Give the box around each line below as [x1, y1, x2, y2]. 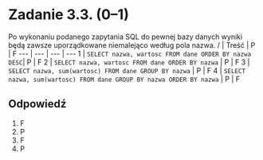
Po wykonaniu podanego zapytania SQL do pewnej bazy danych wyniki [8, 32, 243, 41]
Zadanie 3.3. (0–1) [8, 6, 129, 24]
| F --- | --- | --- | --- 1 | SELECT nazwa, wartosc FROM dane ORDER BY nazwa [8, 49, 252, 58]
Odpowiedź [8, 97, 67, 111]
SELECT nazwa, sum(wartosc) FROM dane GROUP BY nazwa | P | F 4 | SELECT [8, 65, 245, 75]
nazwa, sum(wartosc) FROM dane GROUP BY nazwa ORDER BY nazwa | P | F [8, 74, 241, 84]
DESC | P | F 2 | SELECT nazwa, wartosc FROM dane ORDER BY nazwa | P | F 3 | [8, 57, 250, 67]
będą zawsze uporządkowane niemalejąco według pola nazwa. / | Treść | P [8, 40, 256, 49]
